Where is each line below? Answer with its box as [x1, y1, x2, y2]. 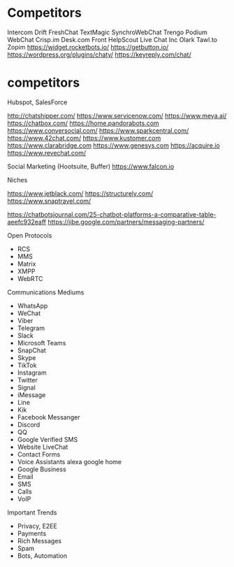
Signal [17, 383, 36, 392]
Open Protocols [7, 231, 52, 239]
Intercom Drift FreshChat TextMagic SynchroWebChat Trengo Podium [7, 28, 207, 36]
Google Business [17, 465, 66, 473]
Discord [17, 420, 41, 429]
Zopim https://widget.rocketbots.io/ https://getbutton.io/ [7, 43, 169, 51]
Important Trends [7, 508, 57, 517]
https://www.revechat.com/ [7, 148, 87, 157]
